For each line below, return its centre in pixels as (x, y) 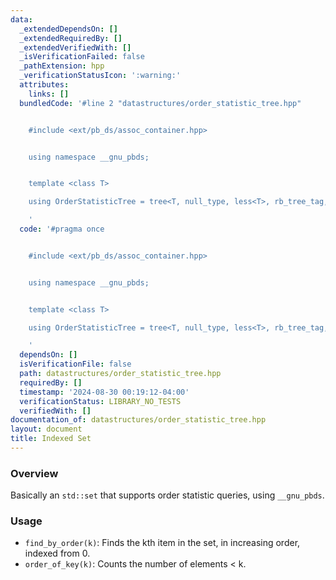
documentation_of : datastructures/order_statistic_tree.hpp (138, 420)
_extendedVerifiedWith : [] (75, 47)
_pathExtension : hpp (62, 66)
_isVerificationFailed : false (82, 57)
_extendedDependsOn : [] (68, 29)
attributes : (44, 85)
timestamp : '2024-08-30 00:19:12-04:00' (104, 392)
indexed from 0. (57, 553)
